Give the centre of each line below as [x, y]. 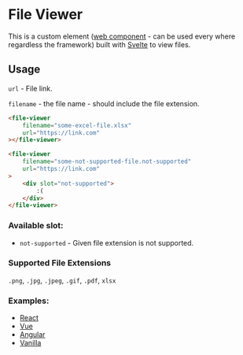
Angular [32, 335]
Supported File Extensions [60, 263]
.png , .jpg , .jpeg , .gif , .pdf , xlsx [62, 280]
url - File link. [30, 88]
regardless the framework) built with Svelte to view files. [99, 44]
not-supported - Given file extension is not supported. [107, 242]
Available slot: [36, 226]
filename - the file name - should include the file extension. [104, 103]
